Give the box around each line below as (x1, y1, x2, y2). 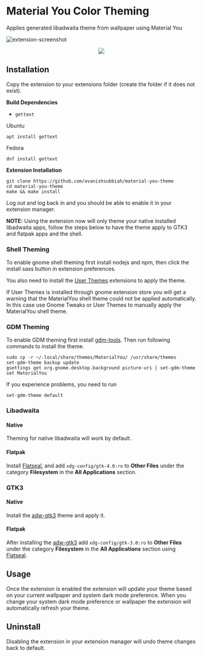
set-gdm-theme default (6, 393, 63, 399)
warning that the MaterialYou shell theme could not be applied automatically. (6, 295, 197, 302)
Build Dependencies (6, 98, 58, 106)
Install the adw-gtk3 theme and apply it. (6, 511, 106, 519)
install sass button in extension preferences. (6, 265, 116, 272)
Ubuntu (6, 122, 25, 129)
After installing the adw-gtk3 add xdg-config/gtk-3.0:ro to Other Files (6, 539, 182, 546)
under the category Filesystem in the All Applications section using (6, 545, 176, 552)
